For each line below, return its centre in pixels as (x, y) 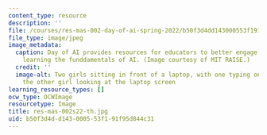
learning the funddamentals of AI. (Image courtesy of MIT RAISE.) (136, 60)
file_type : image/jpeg (46, 38)
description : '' (35, 23)
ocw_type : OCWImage (41, 97)
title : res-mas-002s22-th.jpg (58, 112)
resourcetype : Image (43, 104)
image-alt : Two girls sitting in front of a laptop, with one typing (133, 75)
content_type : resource (48, 15)
